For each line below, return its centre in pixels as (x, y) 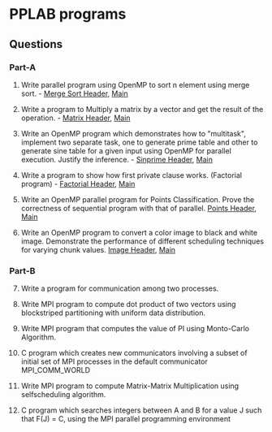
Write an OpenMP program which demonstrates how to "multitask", (133, 133)
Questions (36, 44)
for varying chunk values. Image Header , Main (98, 249)
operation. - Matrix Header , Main (76, 118)
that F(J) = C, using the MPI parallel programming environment (125, 419)
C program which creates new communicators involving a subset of (134, 353)
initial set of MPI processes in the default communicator (114, 361)
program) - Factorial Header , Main (78, 184)
